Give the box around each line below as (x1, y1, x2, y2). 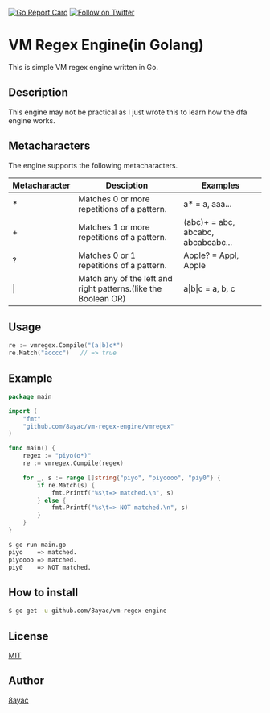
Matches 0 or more (78, 193, 150, 205)
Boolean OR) (78, 292, 126, 304)
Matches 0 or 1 (78, 250, 137, 261)
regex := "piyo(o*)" (22, 452, 92, 460)
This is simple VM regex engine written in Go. (8, 62, 159, 72)
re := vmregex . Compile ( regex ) (22, 459, 125, 467)
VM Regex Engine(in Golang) (8, 36, 204, 54)
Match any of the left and (78, 272, 173, 284)
